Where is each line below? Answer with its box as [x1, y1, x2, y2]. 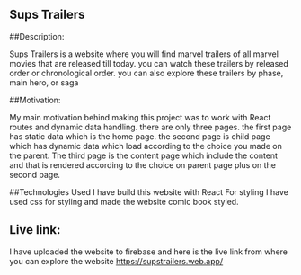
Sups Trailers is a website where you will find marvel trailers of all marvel [9, 49, 279, 59]
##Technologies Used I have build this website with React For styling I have [9, 186, 289, 197]
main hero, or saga [9, 76, 79, 88]
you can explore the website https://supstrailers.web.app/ [9, 255, 224, 266]
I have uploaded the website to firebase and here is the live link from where [9, 246, 288, 257]
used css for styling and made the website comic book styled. [9, 196, 240, 207]
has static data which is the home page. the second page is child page [9, 130, 271, 142]
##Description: [9, 31, 65, 41]
